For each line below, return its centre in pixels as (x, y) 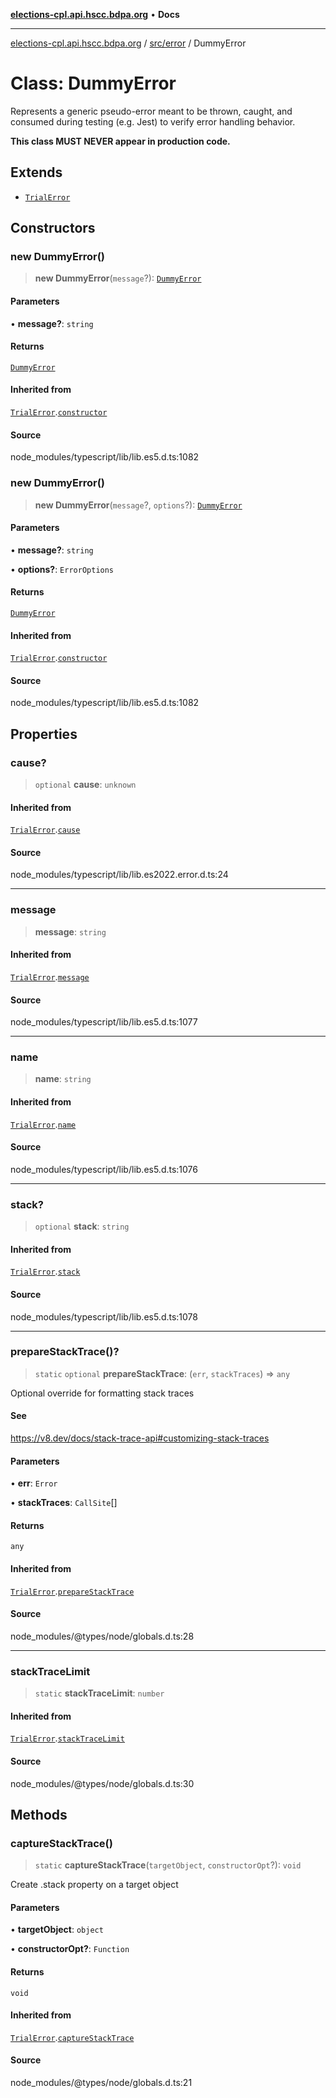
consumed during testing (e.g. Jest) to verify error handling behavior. (153, 121)
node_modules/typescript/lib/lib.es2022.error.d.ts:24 (119, 875)
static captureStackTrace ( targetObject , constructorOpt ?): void (168, 1865)
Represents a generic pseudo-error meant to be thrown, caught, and (151, 111)
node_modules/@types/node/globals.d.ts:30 (102, 1783)
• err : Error (34, 1483)
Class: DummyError (93, 83)
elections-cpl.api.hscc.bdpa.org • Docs (95, 14)
